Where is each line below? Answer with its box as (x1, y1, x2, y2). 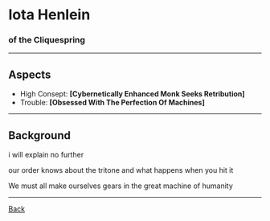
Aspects (8, 68, 51, 81)
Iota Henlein (8, 6, 91, 24)
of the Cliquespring (8, 35, 86, 46)
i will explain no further (8, 150, 84, 160)
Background (8, 129, 71, 142)
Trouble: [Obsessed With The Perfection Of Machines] (19, 98, 205, 108)
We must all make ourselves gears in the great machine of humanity (8, 181, 233, 190)
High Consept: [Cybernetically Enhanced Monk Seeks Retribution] (19, 89, 245, 99)
